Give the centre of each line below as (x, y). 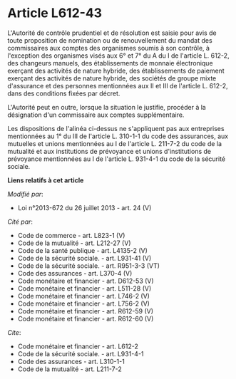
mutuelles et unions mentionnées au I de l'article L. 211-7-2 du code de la (115, 143)
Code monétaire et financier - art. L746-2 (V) (83, 296)
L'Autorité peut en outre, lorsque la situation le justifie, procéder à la (107, 107)
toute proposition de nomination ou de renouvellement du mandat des (110, 40)
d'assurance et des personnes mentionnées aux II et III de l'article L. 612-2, (118, 85)
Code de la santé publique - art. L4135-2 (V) (83, 250)
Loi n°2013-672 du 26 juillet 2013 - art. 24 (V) (84, 207)
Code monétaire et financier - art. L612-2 (78, 346)
